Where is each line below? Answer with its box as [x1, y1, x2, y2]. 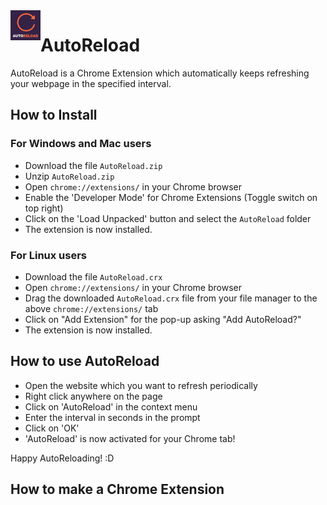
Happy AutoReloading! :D [10, 452, 115, 464]
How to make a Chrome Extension [10, 481, 225, 498]
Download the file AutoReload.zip [24, 159, 163, 171]
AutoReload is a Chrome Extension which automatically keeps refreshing [10, 67, 310, 79]
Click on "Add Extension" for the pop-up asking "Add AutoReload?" [24, 313, 302, 325]
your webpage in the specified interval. [10, 77, 172, 89]
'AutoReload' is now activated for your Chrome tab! [24, 432, 236, 444]
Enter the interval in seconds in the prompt [24, 411, 201, 423]
